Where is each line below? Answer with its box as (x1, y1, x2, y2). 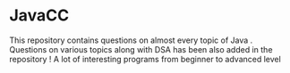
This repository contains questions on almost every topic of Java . (9, 35, 253, 45)
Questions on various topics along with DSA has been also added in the (9, 44, 273, 54)
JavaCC (9, 5, 70, 26)
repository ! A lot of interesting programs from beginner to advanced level (9, 53, 282, 64)
